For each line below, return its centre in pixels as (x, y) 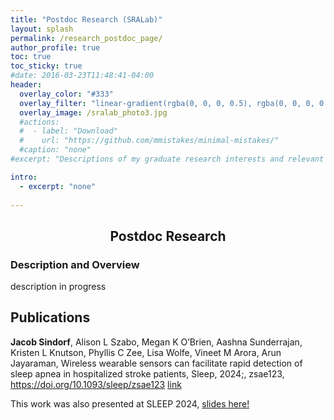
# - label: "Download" (68, 131)
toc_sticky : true (46, 66)
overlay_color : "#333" (66, 94)
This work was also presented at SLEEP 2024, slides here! (130, 403)
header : (26, 85)
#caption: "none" (55, 150)
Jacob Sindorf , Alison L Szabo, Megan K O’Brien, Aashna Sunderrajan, (156, 342)
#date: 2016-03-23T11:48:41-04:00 (82, 76)
